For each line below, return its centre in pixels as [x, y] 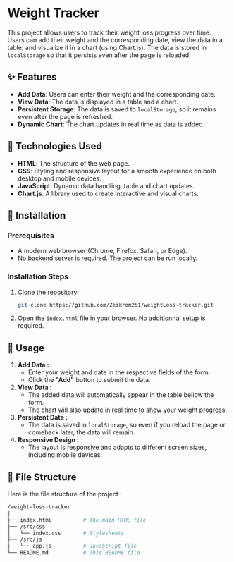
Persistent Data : [43, 417]
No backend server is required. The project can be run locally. [107, 258]
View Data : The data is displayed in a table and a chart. [98, 102]
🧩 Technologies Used [55, 146]
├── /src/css [26, 527]
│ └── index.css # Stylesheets [66, 533]
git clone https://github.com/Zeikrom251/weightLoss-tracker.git [115, 305]
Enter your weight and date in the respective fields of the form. [119, 372]
